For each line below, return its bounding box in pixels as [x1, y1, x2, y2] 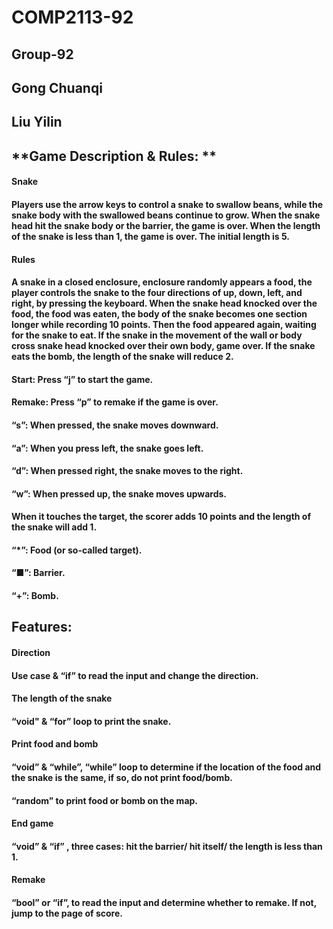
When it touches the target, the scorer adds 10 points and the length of [11, 511, 311, 523]
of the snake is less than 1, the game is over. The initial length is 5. [11, 230, 291, 242]
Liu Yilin [11, 114, 63, 131]
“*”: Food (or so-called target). [11, 544, 143, 556]
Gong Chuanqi [11, 79, 103, 96]
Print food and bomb [11, 738, 99, 750]
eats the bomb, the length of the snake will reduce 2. [11, 351, 234, 363]
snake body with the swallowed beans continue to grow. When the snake [11, 209, 321, 221]
